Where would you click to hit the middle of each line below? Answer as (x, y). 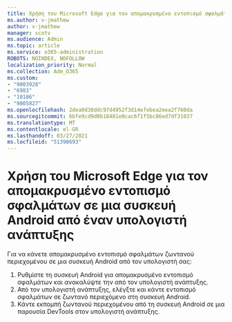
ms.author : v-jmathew (38, 20)
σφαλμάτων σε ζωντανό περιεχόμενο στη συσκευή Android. (104, 297)
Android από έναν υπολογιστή (97, 220)
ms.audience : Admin (35, 39)
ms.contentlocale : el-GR (43, 129)
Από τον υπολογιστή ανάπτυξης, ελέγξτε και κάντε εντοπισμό (106, 290)
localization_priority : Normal (52, 65)
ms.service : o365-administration (55, 53)
